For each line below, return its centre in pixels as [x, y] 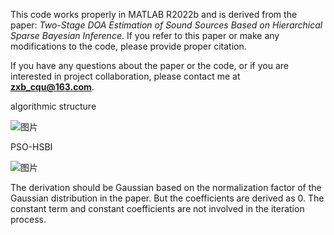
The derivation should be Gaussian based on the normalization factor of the [166, 187]
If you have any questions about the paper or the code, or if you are [149, 65]
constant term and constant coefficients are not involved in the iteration [157, 208]
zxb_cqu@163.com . [52, 87]
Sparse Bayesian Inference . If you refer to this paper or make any [145, 35]
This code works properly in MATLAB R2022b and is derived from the [154, 14]
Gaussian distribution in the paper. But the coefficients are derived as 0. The [167, 198]
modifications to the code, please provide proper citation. [128, 46]
